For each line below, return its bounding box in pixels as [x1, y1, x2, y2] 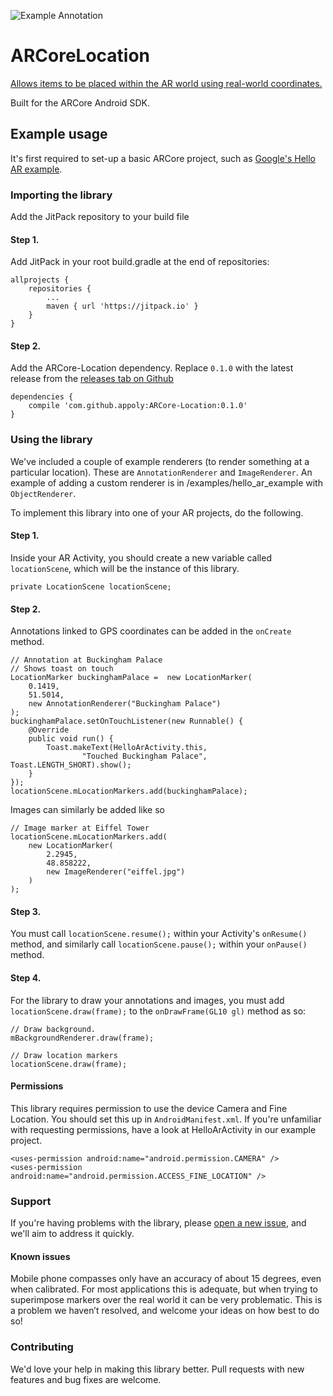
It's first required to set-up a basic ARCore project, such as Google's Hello [10, 152, 316, 164]
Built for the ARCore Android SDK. [10, 96, 151, 109]
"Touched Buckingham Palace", [81, 751, 208, 762]
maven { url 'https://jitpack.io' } [46, 301, 199, 312]
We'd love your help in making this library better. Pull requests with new [10, 1363, 305, 1375]
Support [10, 1194, 52, 1208]
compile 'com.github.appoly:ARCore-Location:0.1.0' [28, 401, 248, 411]
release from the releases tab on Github [10, 373, 174, 385]
